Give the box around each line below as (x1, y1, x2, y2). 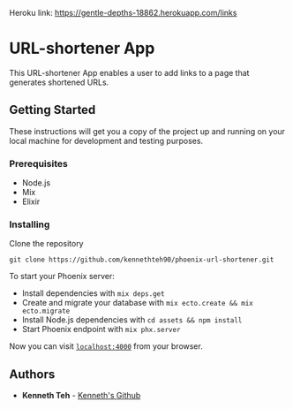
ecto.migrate (21, 307, 71, 316)
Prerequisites (9, 157, 68, 170)
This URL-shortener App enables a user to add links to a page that (9, 67, 250, 78)
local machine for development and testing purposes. (9, 135, 204, 146)
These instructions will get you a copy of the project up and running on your (9, 125, 285, 136)
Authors (9, 367, 56, 382)
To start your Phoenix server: (9, 271, 115, 282)
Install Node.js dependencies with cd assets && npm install (21, 314, 243, 325)
